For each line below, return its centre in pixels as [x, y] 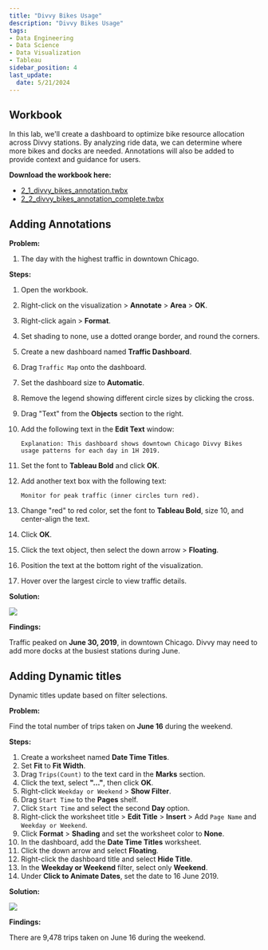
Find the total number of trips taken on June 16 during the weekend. [121, 726]
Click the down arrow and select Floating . [89, 850]
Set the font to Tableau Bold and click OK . [90, 466]
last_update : [31, 75]
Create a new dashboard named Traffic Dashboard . [106, 352]
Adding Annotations [60, 224]
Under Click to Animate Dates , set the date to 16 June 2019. [120, 876]
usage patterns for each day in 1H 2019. [90, 451]
